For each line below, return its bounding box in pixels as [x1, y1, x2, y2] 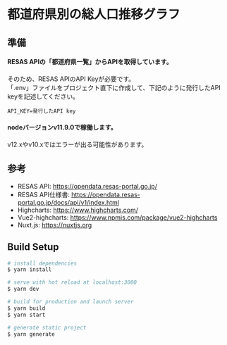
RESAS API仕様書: [17, 190, 70, 199]
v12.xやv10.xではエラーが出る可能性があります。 [7, 140, 148, 149]
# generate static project [7, 324, 87, 331]
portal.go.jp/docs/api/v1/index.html [17, 198, 120, 206]
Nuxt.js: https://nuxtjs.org [17, 220, 92, 229]
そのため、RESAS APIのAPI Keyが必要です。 [7, 75, 135, 83]
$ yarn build [7, 304, 46, 312]
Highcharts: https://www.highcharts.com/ [17, 206, 139, 214]
